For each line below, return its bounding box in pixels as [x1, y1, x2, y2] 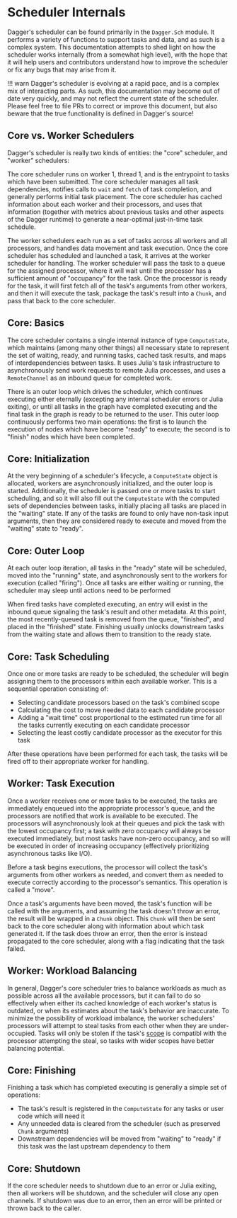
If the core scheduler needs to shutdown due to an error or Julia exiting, [7, 1181, 217, 1190]
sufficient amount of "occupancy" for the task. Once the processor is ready [7, 274, 228, 282]
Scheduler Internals [7, 4, 126, 21]
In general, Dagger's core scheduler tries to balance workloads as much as [7, 983, 226, 992]
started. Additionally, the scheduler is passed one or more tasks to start [7, 487, 216, 495]
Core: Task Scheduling [7, 650, 110, 662]
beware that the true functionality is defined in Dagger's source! [7, 109, 194, 118]
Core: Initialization [7, 453, 91, 465]
